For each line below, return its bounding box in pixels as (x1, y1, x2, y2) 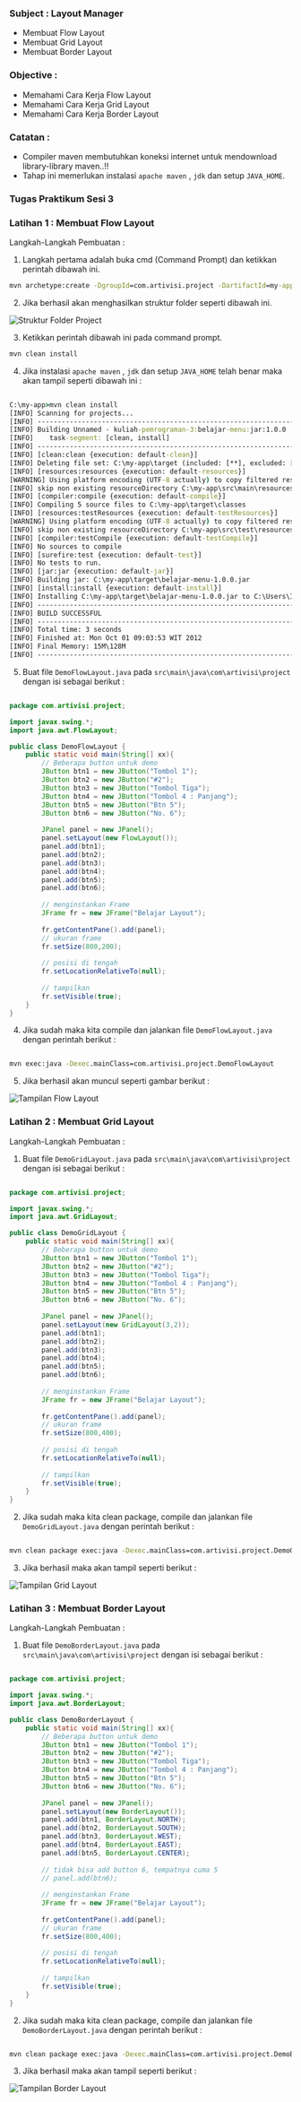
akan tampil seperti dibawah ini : (21, 375, 142, 385)
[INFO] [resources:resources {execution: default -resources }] (9, 467, 246, 476)
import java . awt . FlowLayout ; (9, 725, 118, 735)
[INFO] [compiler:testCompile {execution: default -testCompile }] (9, 533, 258, 542)
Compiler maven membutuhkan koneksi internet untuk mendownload (21, 151, 278, 161)
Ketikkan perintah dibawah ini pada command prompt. (21, 332, 222, 342)
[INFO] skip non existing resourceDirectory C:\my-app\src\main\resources (9, 483, 295, 493)
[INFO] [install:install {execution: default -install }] (9, 584, 222, 593)
